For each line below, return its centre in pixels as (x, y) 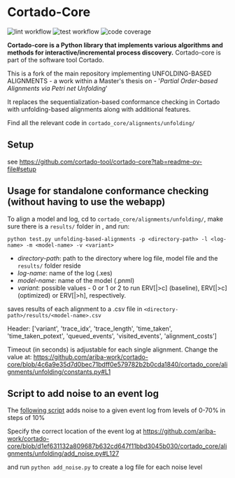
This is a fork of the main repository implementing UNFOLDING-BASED (109, 73)
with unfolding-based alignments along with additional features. (99, 109)
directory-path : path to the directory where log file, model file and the (117, 258)
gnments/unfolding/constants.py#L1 (59, 372)
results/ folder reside (49, 266)
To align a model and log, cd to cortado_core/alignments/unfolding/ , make (115, 219)
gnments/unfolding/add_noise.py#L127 (63, 454)
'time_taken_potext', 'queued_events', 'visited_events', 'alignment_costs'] (112, 335)
